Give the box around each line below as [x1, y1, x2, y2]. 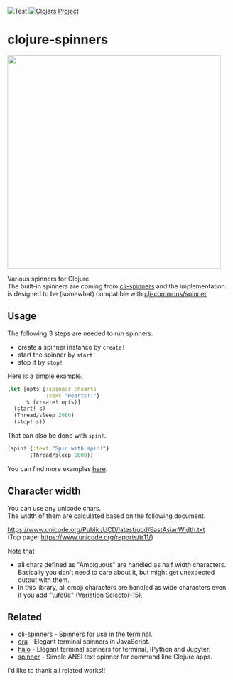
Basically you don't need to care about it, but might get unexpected [17, 568, 215, 576]
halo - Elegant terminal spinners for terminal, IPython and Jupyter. [17, 645, 211, 654]
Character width [7, 485, 82, 497]
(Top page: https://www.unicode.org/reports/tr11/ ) [7, 533, 154, 541]
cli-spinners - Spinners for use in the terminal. [17, 630, 153, 639]
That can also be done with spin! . [7, 431, 107, 440]
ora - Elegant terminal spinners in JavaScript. [17, 637, 151, 646]
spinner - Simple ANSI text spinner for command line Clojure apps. [17, 652, 213, 661]
